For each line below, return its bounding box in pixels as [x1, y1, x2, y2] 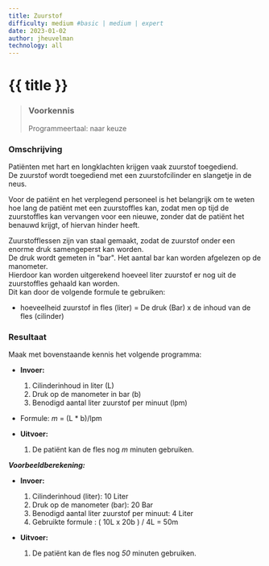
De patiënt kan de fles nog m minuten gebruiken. [31, 444, 195, 455]
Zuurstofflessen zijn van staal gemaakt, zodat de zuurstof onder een [8, 235, 235, 246]
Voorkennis [27, 105, 75, 117]
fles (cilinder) [19, 311, 64, 320]
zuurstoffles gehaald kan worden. [8, 279, 120, 288]
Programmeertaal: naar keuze [27, 123, 127, 133]
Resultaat [8, 331, 47, 342]
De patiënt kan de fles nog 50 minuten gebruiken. [31, 548, 197, 558]
